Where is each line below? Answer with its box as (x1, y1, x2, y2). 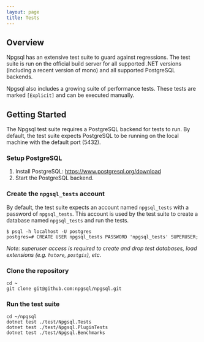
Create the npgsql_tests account (6, 189, 105, 198)
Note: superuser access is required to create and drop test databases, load (6, 245, 197, 252)
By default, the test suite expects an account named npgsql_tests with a (6, 203, 189, 211)
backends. (6, 73, 33, 80)
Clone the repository (6, 266, 69, 275)
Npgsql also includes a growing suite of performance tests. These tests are (6, 85, 196, 93)
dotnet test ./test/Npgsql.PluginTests (6, 324, 108, 331)
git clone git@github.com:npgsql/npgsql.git (6, 286, 122, 292)
